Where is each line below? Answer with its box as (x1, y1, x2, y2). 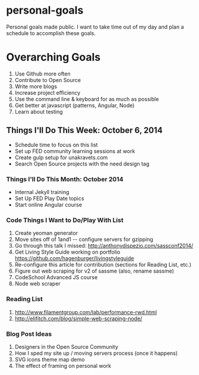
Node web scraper (14, 280, 61, 287)
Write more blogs (14, 83, 58, 90)
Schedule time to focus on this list (14, 141, 98, 148)
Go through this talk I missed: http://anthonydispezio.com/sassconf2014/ (14, 242, 194, 249)
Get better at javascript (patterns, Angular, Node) (14, 102, 135, 109)
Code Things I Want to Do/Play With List (6, 215, 124, 224)
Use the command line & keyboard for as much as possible (14, 95, 159, 102)
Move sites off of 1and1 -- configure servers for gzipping (14, 236, 153, 243)
